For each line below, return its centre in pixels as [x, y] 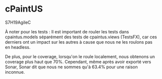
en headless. [18, 47]
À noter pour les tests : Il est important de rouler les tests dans [67, 32]
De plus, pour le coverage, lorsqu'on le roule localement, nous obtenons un [80, 56]
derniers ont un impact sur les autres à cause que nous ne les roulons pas [79, 42]
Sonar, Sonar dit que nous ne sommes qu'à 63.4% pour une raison [71, 67]
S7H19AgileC [18, 22]
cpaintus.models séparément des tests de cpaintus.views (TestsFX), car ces [81, 37]
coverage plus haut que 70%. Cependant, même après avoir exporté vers [78, 62]
